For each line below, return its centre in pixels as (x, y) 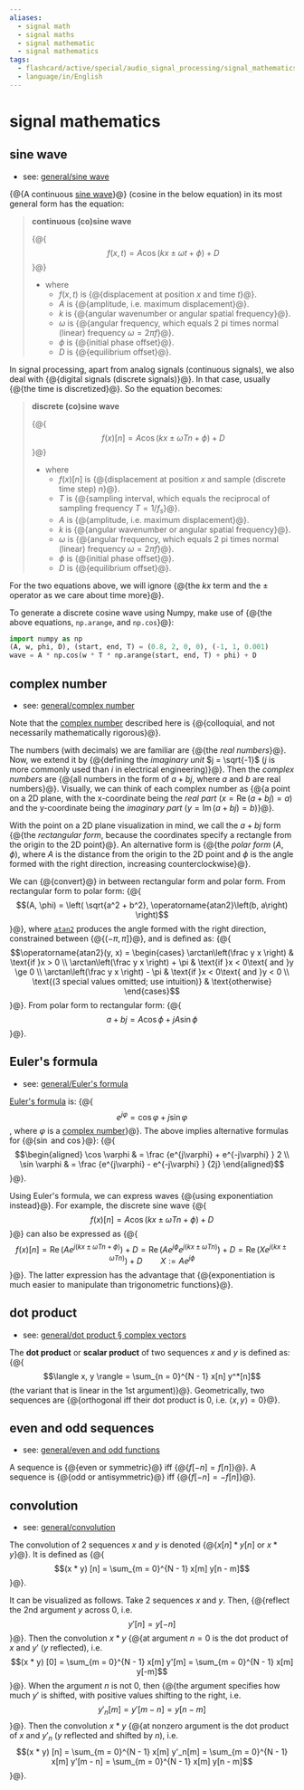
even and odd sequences (82, 1428)
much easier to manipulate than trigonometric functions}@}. (121, 1284)
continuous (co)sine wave (81, 221)
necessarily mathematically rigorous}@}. (85, 732)
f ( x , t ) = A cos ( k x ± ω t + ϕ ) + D (163, 252)
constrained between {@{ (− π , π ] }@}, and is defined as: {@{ (120, 938)
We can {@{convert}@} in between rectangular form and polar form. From (147, 881)
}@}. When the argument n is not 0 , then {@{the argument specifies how (145, 1686)
